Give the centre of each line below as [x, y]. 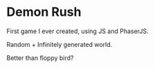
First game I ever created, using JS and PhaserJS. [78, 31]
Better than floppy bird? [40, 58]
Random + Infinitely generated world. [60, 44]
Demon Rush [44, 12]
